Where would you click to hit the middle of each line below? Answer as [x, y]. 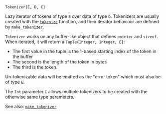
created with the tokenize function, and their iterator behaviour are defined [82, 22]
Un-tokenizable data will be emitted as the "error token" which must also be [83, 77]
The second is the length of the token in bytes [60, 62]
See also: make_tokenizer [31, 106]
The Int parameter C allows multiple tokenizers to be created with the [77, 91]
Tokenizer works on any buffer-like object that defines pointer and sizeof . [82, 36]
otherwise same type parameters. [40, 97]
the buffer [23, 57]
